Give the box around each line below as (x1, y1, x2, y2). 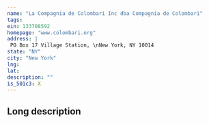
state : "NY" (7, 49, 41, 55)
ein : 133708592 (7, 23, 51, 29)
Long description (7, 106, 81, 117)
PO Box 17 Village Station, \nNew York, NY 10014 (10, 42, 154, 49)
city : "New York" (7, 55, 57, 62)
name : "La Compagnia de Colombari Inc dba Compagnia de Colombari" (7, 10, 204, 17)
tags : (7, 16, 23, 23)
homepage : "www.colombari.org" (7, 29, 96, 36)
